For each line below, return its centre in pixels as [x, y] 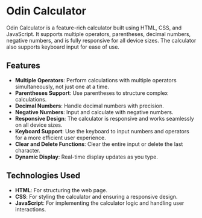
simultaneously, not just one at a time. [62, 86]
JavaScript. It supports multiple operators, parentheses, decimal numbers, [99, 34]
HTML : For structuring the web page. [61, 190]
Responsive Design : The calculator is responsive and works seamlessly [104, 118]
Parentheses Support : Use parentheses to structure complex [91, 93]
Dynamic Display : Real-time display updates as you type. [86, 157]
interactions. [30, 209]
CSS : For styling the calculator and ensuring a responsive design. [96, 196]
